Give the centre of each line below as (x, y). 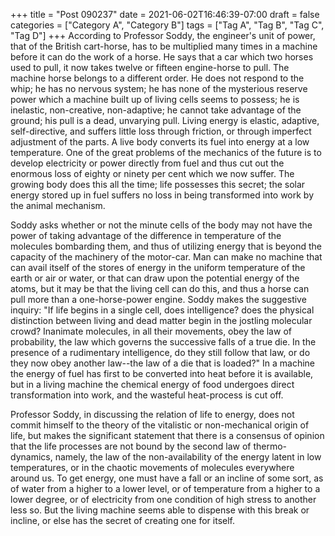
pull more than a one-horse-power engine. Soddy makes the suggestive (158, 299)
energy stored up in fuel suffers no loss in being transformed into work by (162, 195)
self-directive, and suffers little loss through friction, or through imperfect (161, 131)
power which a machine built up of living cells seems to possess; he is (155, 99)
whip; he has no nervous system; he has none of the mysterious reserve (159, 88)
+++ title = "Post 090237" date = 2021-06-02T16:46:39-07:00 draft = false (165, 14)
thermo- (270, 446)
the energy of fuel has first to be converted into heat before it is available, (162, 373)
